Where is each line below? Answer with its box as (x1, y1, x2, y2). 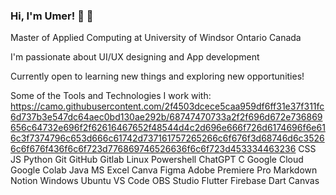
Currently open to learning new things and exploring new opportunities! (10, 70, 305, 83)
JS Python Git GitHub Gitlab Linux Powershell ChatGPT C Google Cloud (10, 154, 304, 166)
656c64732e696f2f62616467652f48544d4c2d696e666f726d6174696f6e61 (10, 122, 326, 134)
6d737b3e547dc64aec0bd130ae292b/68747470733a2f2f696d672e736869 (10, 111, 323, 123)
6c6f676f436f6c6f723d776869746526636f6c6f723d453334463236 (10, 143, 297, 155)
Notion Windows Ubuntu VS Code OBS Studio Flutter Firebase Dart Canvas (10, 175, 320, 187)
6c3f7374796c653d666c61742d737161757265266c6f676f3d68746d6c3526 (10, 132, 325, 144)
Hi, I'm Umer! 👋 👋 (10, 9, 94, 23)
